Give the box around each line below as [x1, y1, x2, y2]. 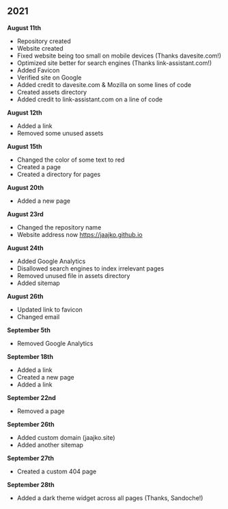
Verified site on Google [16, 73, 82, 82]
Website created [16, 44, 63, 52]
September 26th [7, 420, 55, 428]
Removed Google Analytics [16, 339, 94, 347]
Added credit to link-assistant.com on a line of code [16, 95, 162, 103]
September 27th [7, 454, 55, 462]
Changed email [16, 312, 60, 321]
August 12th [7, 108, 42, 116]
